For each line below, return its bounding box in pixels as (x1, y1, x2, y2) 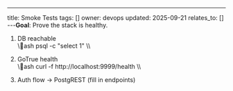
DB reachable (17, 34, 57, 42)
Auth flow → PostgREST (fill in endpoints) (17, 76, 136, 83)
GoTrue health (17, 55, 58, 63)
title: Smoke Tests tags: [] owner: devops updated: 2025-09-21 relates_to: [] (7, 14, 224, 21)
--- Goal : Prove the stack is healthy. (7, 21, 108, 29)
